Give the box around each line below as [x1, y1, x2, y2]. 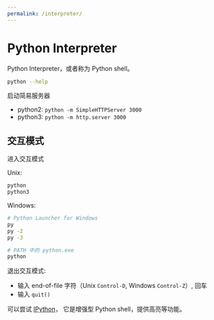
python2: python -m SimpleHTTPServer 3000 [17, 105, 142, 114]
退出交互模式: [7, 266, 47, 275]
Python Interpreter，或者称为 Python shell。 [7, 64, 134, 73]
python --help [7, 78, 49, 85]
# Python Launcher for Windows [7, 215, 98, 222]
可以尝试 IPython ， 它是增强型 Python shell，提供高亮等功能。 [7, 305, 186, 314]
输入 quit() [17, 290, 51, 298]
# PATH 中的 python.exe [7, 247, 75, 254]
